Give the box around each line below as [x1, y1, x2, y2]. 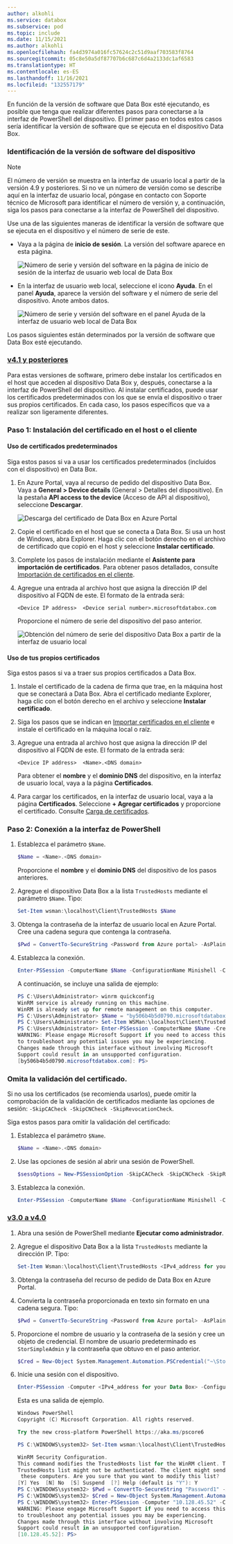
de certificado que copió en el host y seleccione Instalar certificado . [17, 542, 215, 550]
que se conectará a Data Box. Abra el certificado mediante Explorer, [17, 689, 212, 698]
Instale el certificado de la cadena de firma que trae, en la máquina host [17, 683, 223, 691]
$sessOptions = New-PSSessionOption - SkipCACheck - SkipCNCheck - [17, 1170, 210, 1178]
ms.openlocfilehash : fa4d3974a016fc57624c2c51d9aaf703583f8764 [7, 49, 194, 56]
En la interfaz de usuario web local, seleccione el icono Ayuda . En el [17, 282, 213, 290]
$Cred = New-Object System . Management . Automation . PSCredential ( [17, 1357, 207, 1365]
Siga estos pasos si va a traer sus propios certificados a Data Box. [7, 669, 196, 677]
